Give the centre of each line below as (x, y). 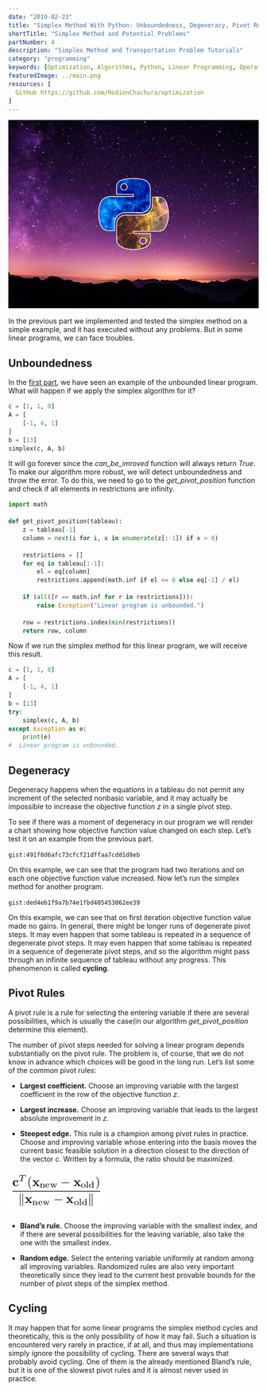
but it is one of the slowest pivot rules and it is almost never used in (118, 1369)
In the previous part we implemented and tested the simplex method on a (128, 321)
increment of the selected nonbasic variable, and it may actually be (118, 798)
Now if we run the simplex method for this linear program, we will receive (128, 646)
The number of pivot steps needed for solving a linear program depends (126, 1044)
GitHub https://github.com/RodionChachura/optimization (110, 92)
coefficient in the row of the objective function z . (99, 1094)
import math (28, 505)
